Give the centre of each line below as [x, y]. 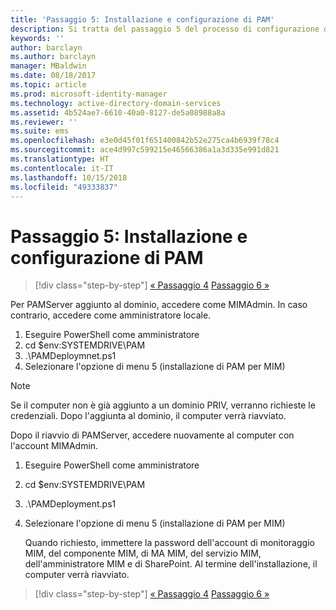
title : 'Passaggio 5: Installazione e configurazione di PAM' [142, 19]
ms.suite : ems [40, 131]
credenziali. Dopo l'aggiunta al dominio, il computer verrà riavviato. [148, 416]
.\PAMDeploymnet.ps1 [70, 356]
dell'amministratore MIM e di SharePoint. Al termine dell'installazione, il [171, 564]
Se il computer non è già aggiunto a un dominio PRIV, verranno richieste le [163, 405]
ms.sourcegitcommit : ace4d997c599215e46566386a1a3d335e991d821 [145, 150]
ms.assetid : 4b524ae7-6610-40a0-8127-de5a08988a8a [118, 112]
